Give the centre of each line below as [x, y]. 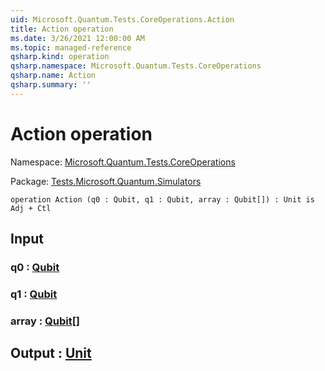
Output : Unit [51, 353]
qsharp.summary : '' [51, 85]
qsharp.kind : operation [60, 57]
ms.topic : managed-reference [71, 47]
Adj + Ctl [31, 208]
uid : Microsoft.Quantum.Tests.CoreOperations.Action [122, 19]
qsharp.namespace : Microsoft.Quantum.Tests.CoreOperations [136, 66]
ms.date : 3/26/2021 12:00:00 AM [77, 38]
